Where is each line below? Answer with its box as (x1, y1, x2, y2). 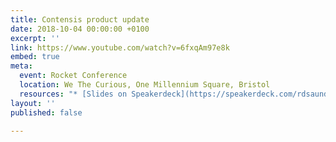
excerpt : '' (10, 33, 60, 43)
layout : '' (10, 98, 56, 108)
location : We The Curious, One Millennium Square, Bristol (19, 80, 271, 90)
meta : (10, 61, 33, 71)
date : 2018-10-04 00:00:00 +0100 (10, 24, 150, 34)
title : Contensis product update (10, 14, 150, 25)
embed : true (10, 52, 60, 62)
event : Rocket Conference (19, 71, 128, 81)
